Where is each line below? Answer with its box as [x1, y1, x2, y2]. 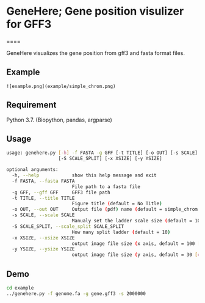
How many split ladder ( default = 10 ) [71, 229, 171, 235]
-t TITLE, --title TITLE [12, 195, 75, 201]
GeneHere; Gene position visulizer [6, 4, 184, 18]
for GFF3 [6, 17, 52, 31]
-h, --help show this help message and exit [12, 172, 157, 178]
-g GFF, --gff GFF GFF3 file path [12, 189, 111, 195]
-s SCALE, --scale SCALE [12, 212, 75, 218]
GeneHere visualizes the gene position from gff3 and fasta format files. [6, 49, 185, 56]
